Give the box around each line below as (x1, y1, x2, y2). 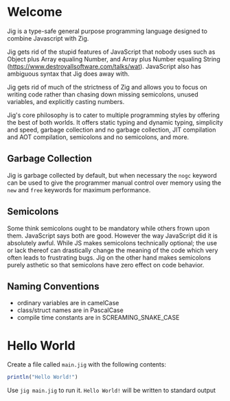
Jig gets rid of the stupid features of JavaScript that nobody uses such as (7, 48, 216, 56)
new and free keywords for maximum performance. (7, 185, 151, 194)
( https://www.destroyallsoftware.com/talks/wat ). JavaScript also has (7, 62, 201, 70)
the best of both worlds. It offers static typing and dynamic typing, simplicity (7, 118, 223, 126)
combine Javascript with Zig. (7, 34, 89, 42)
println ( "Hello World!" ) (7, 373, 78, 381)
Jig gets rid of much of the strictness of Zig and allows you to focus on (7, 83, 207, 91)
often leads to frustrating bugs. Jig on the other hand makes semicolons (7, 253, 211, 262)
